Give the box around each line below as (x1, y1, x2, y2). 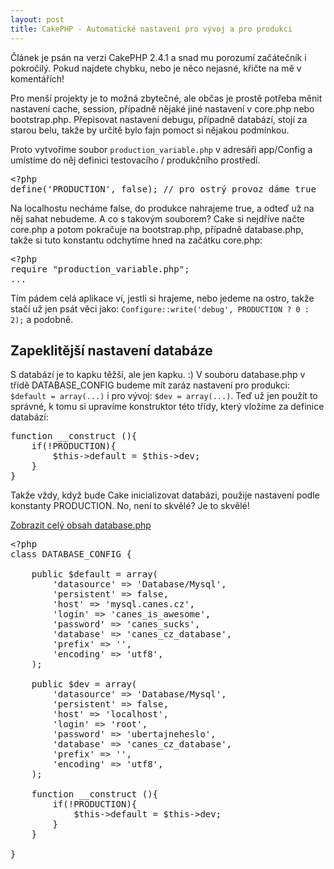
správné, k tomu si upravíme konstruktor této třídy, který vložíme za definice (10, 401, 325, 413)
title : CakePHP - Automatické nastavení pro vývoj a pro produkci (10, 24, 293, 34)
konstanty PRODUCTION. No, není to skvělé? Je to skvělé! (10, 500, 250, 512)
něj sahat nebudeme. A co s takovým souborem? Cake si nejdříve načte (10, 212, 305, 225)
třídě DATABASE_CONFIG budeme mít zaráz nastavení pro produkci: (10, 379, 290, 391)
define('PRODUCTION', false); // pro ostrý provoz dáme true (10, 183, 317, 195)
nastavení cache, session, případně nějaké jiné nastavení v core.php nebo (10, 102, 315, 115)
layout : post (10, 14, 65, 25)
